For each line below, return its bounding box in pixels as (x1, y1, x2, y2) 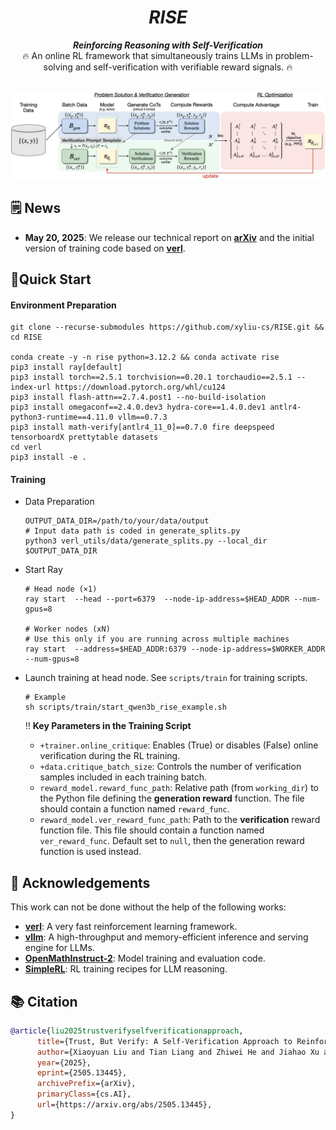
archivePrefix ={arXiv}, (36, 1079, 137, 1089)
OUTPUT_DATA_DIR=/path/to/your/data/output (24, 516, 210, 526)
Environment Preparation (10, 299, 117, 311)
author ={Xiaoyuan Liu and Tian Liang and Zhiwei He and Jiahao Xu (36, 1047, 320, 1057)
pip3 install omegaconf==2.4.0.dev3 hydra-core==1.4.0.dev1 (10, 402, 267, 413)
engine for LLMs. (24, 942, 95, 954)
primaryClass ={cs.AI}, (36, 1089, 132, 1100)
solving (43, 61, 73, 73)
